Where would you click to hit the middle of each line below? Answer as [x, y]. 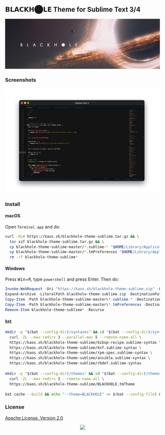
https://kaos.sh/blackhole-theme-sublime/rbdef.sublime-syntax [75, 363]
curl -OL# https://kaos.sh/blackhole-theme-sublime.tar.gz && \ [72, 236]
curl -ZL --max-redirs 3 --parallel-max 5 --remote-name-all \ [75, 337]
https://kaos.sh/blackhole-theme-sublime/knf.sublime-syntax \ [75, 348]
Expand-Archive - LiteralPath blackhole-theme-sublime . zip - [68, 294]
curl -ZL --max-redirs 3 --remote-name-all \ [57, 379]
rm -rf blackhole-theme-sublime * [44, 257]
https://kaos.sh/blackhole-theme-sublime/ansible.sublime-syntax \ [80, 358]
